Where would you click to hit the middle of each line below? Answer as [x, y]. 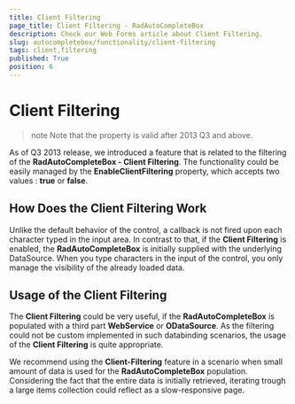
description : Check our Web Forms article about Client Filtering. [136, 34]
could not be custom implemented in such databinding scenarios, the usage [147, 335]
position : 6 [31, 67]
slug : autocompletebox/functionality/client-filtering [113, 42]
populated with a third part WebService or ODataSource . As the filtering [142, 326]
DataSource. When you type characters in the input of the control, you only [146, 258]
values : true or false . [49, 180]
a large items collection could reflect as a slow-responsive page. [127, 390]
